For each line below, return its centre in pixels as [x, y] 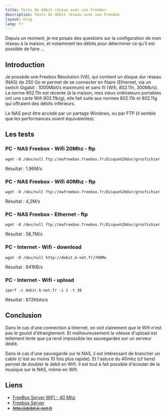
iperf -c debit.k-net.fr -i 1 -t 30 [43, 290]
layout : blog [19, 19]
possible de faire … [25, 49]
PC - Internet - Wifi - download [43, 247]
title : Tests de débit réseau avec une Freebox [56, 10]
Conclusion [24, 316]
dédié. [12, 344]
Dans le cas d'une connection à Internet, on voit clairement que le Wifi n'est [83, 327]
